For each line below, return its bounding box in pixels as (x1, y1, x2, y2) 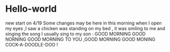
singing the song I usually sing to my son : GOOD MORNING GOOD (5, 31, 146, 37)
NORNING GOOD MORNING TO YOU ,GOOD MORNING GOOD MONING (5, 36, 156, 42)
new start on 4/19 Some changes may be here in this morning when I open (5, 20, 162, 26)
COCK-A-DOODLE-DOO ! (5, 41, 58, 47)
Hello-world (5, 3, 57, 15)
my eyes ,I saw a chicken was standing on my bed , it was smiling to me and (5, 25, 165, 31)
